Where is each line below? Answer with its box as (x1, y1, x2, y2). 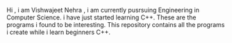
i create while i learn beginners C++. (6, 28, 111, 36)
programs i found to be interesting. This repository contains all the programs (6, 21, 225, 28)
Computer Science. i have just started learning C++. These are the (6, 13, 197, 21)
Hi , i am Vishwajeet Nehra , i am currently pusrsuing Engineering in (6, 6, 199, 14)
